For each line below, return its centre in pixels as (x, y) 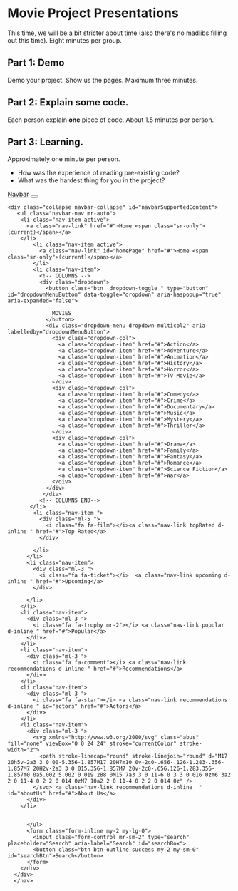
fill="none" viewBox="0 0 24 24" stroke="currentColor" (92, 744)
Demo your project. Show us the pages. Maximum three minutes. (103, 80)
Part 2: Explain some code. (68, 102)
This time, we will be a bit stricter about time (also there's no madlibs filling (117, 33)
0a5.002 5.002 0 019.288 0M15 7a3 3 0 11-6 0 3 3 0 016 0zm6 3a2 (132, 775)
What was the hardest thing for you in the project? (91, 180)
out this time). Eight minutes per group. (65, 40)
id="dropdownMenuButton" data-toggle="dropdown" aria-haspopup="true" (114, 295)
